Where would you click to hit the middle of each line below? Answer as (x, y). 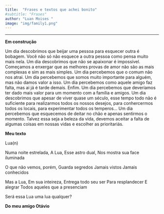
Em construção (21, 42)
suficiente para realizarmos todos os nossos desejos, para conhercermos (79, 103)
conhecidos (17, 172)
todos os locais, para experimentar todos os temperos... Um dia (69, 109)
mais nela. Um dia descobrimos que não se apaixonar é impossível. (73, 62)
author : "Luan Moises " (29, 19)
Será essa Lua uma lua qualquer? (39, 197)
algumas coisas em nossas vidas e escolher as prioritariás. (64, 124)
